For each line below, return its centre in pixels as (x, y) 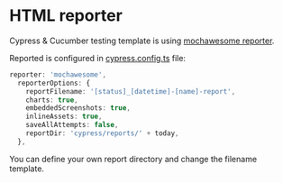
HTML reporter (66, 16)
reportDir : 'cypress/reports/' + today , (102, 133)
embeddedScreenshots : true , (78, 108)
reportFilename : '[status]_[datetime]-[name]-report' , (131, 91)
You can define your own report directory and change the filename (133, 159)
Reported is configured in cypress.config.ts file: (98, 58)
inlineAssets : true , (64, 117)
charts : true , (52, 100)
